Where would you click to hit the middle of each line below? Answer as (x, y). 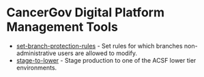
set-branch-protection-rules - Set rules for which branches (99, 46)
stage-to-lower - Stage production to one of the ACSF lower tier (106, 60)
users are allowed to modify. (98, 53)
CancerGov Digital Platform (86, 13)
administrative (36, 53)
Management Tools (62, 27)
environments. (37, 67)
